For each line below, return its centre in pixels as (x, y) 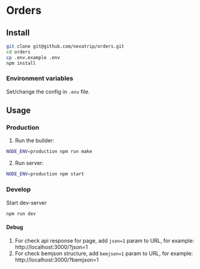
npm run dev (21, 214)
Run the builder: (34, 141)
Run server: (29, 163)
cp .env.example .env (33, 58)
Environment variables (40, 79)
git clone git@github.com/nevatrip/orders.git (65, 46)
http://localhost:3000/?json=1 (51, 247)
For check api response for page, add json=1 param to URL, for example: (104, 240)
